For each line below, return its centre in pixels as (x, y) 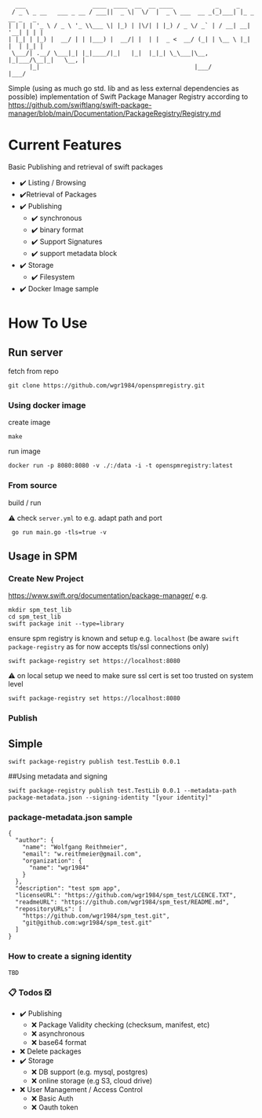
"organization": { (52, 861)
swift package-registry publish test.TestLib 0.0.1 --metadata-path (122, 790)
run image (25, 451)
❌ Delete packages (51, 1051)
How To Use (48, 323)
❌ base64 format (59, 1042)
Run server (36, 352)
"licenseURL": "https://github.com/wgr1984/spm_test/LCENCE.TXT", (126, 896)
